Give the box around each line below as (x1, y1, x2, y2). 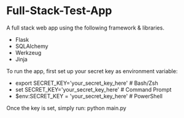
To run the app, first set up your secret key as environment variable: (6, 67, 178, 74)
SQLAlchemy (15, 42, 48, 50)
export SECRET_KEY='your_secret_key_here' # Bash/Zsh (15, 79, 158, 87)
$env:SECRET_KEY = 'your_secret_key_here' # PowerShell (15, 92, 163, 100)
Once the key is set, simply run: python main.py (6, 104, 127, 111)
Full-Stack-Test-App (6, 4, 112, 18)
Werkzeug (15, 49, 42, 56)
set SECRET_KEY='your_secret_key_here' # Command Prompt (15, 85, 172, 93)
